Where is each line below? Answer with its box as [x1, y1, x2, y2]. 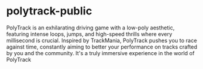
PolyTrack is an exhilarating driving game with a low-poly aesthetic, [6, 24, 175, 31]
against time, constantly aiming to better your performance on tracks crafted [6, 43, 198, 50]
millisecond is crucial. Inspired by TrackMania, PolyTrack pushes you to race [6, 37, 198, 44]
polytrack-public [6, 4, 93, 18]
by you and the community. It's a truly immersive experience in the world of [6, 49, 195, 56]
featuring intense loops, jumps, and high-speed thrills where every [6, 30, 173, 37]
